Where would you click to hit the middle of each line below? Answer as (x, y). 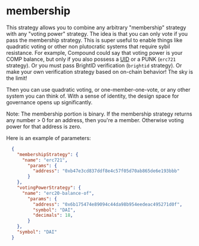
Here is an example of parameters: (49, 138)
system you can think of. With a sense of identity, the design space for (93, 96)
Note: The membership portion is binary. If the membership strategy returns (99, 114)
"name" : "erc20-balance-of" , (58, 193)
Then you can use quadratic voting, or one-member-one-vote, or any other (98, 89)
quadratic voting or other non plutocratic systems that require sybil (88, 46)
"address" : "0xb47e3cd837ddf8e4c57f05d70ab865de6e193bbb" (106, 171)
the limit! (17, 78)
